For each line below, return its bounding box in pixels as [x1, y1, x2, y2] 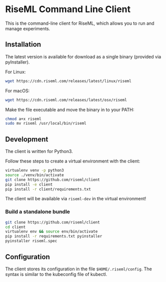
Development [5, 135, 49, 143]
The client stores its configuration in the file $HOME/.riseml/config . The [5, 266, 152, 272]
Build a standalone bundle [5, 208, 70, 215]
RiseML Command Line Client [5, 4, 131, 15]
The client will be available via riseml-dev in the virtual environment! [5, 196, 146, 202]
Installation [5, 40, 41, 49]
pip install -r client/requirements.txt [5, 187, 92, 192]
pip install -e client [5, 182, 53, 187]
